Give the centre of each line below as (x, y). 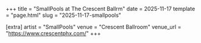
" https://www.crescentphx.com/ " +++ (53, 33)
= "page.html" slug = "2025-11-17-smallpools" (63, 15)
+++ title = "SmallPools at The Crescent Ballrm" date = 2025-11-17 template (100, 9)
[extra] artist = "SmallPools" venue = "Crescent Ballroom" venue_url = (93, 27)
